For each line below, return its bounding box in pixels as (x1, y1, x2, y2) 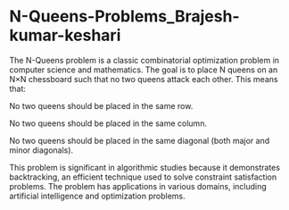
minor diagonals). (9, 145, 74, 155)
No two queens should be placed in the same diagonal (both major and (9, 135, 270, 146)
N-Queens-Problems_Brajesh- (9, 6, 240, 27)
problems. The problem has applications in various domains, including (9, 181, 268, 191)
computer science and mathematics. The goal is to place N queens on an (9, 64, 278, 75)
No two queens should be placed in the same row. (9, 100, 194, 111)
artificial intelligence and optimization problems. (9, 190, 186, 201)
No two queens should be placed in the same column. (9, 118, 208, 129)
